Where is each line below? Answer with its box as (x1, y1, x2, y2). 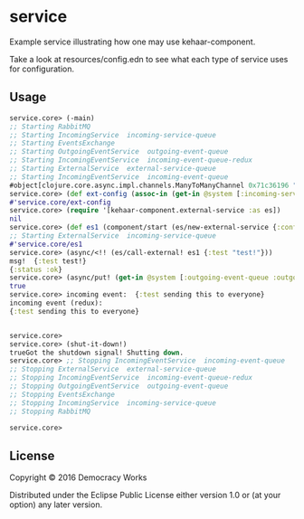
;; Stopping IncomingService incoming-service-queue (9, 398, 217, 408)
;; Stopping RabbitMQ (9, 407, 91, 416)
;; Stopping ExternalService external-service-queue (9, 364, 217, 374)
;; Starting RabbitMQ (9, 122, 91, 131)
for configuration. (9, 63, 75, 74)
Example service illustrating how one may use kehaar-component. (9, 36, 256, 47)
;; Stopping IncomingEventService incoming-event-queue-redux (9, 373, 253, 382)
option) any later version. (9, 499, 102, 510)
